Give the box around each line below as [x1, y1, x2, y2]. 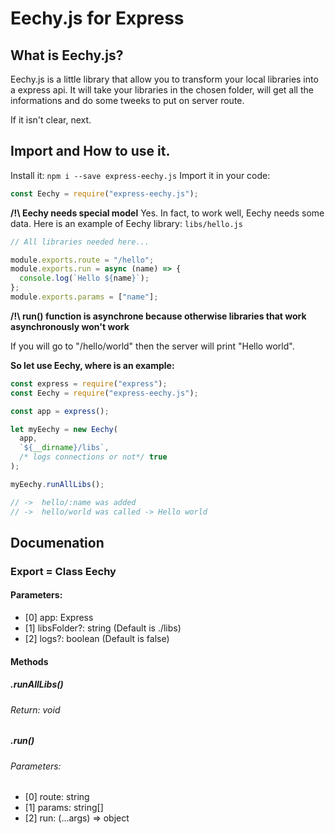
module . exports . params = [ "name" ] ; [10, 292, 159, 302]
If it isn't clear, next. [10, 114, 92, 126]
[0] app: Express [24, 612, 94, 624]
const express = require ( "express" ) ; [10, 378, 168, 389]
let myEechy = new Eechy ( [10, 424, 118, 434]
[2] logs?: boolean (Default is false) [24, 633, 170, 645]
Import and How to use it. [10, 143, 171, 160]
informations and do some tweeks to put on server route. [10, 95, 245, 106]
